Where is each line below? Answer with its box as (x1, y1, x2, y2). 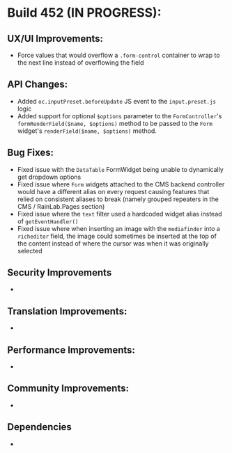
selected (17, 246, 43, 255)
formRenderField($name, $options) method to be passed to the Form (17, 119, 212, 127)
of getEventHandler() (17, 217, 79, 225)
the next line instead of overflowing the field (17, 58, 144, 67)
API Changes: (7, 79, 68, 90)
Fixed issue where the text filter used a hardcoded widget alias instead (17, 209, 222, 218)
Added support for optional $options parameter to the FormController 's (17, 111, 222, 120)
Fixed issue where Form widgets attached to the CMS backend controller (17, 180, 225, 189)
